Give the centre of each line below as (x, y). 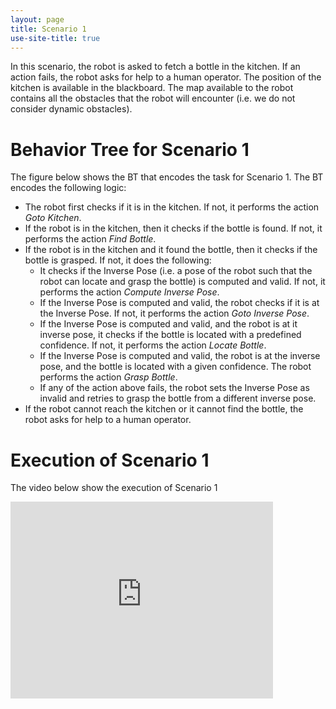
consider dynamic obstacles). (71, 109)
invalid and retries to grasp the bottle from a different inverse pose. (178, 398)
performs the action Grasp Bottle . (108, 377)
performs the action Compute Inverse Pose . (129, 292)
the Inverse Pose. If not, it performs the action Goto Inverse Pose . (174, 313)
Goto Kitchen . (53, 218)
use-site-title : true (55, 38)
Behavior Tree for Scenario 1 (130, 149)
